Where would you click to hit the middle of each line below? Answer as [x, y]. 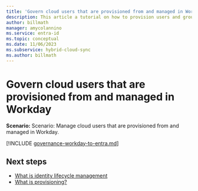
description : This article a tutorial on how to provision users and [93, 17]
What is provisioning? [41, 182]
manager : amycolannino [34, 28]
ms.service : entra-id [33, 33]
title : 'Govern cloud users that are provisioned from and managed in [95, 11]
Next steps [27, 161]
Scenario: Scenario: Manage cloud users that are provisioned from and [93, 125]
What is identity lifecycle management [61, 176]
